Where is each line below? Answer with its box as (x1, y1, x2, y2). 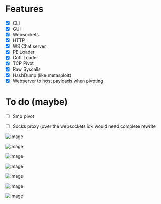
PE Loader (12, 49, 35, 55)
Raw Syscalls (12, 66, 41, 72)
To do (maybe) (5, 96, 68, 107)
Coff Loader (12, 55, 38, 61)
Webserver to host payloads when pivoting (12, 78, 103, 84)
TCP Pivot (12, 60, 34, 66)
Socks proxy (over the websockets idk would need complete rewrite (12, 123, 156, 129)
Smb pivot (12, 113, 35, 119)
